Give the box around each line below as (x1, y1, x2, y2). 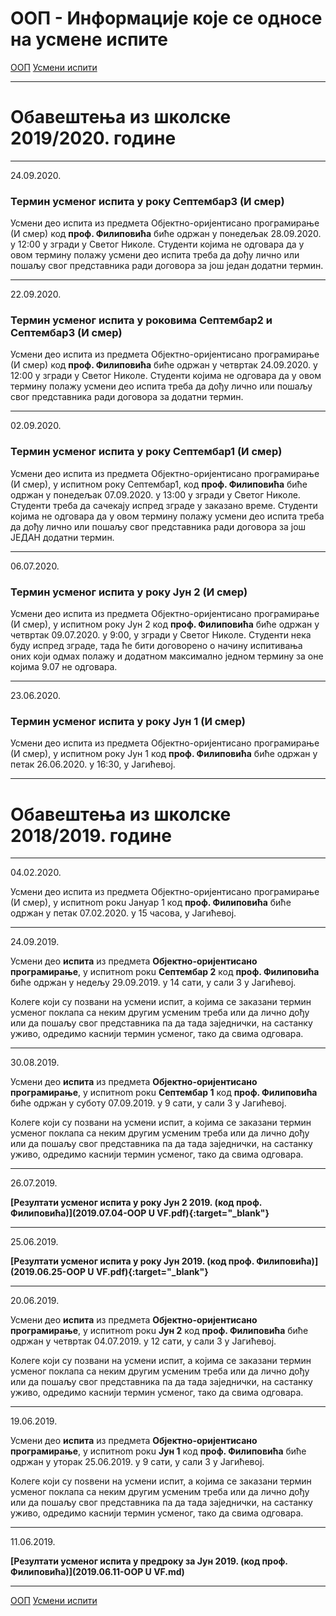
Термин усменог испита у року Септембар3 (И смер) (10, 194, 285, 208)
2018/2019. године (10, 824, 172, 847)
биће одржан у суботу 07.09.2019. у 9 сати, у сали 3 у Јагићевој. (10, 1097, 287, 1109)
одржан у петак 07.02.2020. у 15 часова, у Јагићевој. (10, 907, 237, 919)
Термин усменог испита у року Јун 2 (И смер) (10, 585, 248, 599)
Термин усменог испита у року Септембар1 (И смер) (10, 445, 283, 459)
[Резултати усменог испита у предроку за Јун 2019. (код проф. (10, 1555, 288, 1567)
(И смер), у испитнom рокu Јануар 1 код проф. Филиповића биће (10, 897, 292, 909)
